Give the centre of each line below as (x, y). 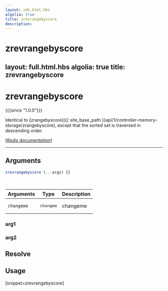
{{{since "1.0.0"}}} (24, 110)
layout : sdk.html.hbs (28, 10)
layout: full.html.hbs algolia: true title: (65, 67)
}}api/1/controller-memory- (129, 120)
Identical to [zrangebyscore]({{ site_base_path (53, 120)
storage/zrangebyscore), (31, 125)
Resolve (18, 254)
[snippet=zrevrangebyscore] (35, 283)
